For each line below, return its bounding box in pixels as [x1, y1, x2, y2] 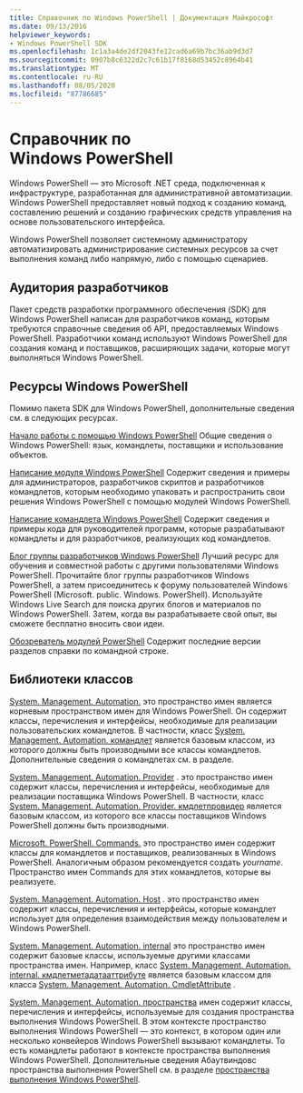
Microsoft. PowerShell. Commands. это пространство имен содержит [9, 837, 276, 848]
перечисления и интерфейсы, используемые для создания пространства [9, 1006, 295, 1017]
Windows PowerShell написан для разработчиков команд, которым [9, 314, 270, 325]
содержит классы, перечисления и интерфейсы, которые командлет [9, 903, 277, 914]
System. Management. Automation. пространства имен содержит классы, [9, 997, 293, 1008]
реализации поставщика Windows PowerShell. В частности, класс [9, 790, 265, 801]
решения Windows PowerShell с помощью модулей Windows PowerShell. [9, 496, 292, 507]
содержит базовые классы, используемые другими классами [9, 949, 251, 960]
